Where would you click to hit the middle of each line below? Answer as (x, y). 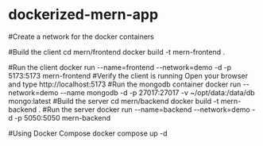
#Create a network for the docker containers (81, 36)
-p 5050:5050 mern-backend (63, 117)
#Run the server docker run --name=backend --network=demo (146, 109)
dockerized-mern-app (83, 15)
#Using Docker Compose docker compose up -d (88, 133)
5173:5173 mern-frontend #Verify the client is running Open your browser (128, 75)
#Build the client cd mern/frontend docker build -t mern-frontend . (117, 52)
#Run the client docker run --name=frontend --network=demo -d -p (120, 67)
